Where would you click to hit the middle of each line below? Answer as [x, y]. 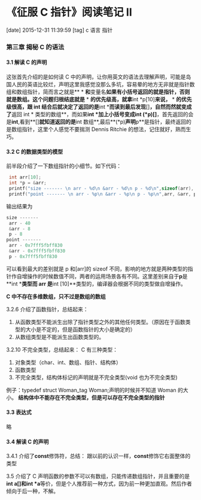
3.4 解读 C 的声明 [28, 441]
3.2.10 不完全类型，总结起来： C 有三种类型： [62, 349]
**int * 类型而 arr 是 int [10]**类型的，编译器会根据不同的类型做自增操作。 [96, 284]
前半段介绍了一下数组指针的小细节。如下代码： [64, 166]
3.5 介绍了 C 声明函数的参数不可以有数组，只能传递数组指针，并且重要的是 [98, 476]
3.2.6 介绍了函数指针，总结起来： [47, 309]
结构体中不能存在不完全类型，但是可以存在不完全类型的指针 [91, 397]
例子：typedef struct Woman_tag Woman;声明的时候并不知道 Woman [91, 390]
